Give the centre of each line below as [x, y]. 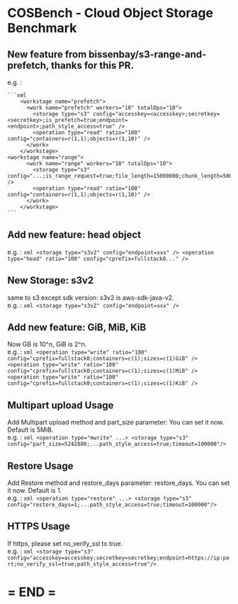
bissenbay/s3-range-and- [147, 54]
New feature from [47, 54]
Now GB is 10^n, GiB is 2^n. [47, 345]
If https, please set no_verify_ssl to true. [65, 543]
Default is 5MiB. [30, 430]
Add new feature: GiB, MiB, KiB [77, 328]
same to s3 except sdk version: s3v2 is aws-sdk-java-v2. [91, 297]
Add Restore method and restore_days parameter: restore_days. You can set [119, 483]
